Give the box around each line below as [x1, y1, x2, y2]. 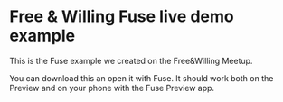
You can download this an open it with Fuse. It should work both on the [9, 72, 274, 83]
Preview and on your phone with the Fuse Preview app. [9, 82, 215, 93]
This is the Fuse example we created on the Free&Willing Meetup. [9, 55, 253, 66]
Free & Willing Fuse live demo [9, 6, 234, 27]
